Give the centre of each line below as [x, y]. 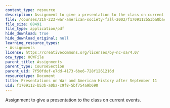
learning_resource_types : [32, 43]
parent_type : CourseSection [35, 66]
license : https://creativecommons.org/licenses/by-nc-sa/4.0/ [72, 52]
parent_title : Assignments [34, 62]
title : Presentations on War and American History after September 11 [81, 81]
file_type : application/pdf [35, 29]
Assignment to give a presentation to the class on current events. [73, 100]
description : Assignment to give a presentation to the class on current [85, 15]
